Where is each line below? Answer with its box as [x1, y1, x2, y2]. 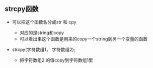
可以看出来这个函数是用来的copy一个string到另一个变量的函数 [19, 35, 148, 41]
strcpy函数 [5, 4, 39, 13]
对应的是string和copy [19, 29, 64, 35]
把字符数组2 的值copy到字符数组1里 [19, 57, 94, 63]
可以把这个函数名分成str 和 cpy [12, 19, 76, 25]
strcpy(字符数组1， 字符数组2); [12, 46, 75, 52]
